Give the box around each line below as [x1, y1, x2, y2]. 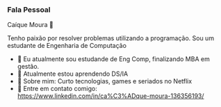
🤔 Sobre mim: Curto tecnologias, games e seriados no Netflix [17, 77, 193, 85]
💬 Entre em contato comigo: [17, 85, 97, 93]
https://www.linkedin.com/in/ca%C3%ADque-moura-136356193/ [17, 92, 204, 100]
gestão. [17, 63, 40, 71]
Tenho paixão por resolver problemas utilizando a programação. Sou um [7, 34, 214, 42]
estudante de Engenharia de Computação [7, 42, 127, 50]
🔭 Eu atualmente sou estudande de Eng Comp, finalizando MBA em [17, 55, 210, 63]
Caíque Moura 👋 [7, 21, 54, 29]
